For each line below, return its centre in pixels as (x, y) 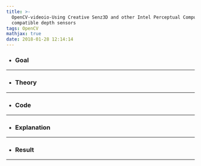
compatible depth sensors (44, 23)
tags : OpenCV (22, 28)
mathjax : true (24, 34)
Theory (26, 83)
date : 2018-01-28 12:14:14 (40, 39)
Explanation (33, 127)
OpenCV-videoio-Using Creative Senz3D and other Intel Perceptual (96, 17)
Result (25, 150)
